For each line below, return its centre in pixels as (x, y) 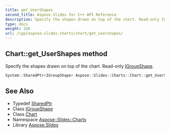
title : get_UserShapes (29, 10)
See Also (19, 91)
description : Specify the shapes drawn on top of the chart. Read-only (82, 19)
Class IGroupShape (33, 109)
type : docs (17, 24)
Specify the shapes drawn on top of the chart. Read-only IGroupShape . (79, 66)
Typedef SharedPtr (32, 103)
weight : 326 (18, 29)
